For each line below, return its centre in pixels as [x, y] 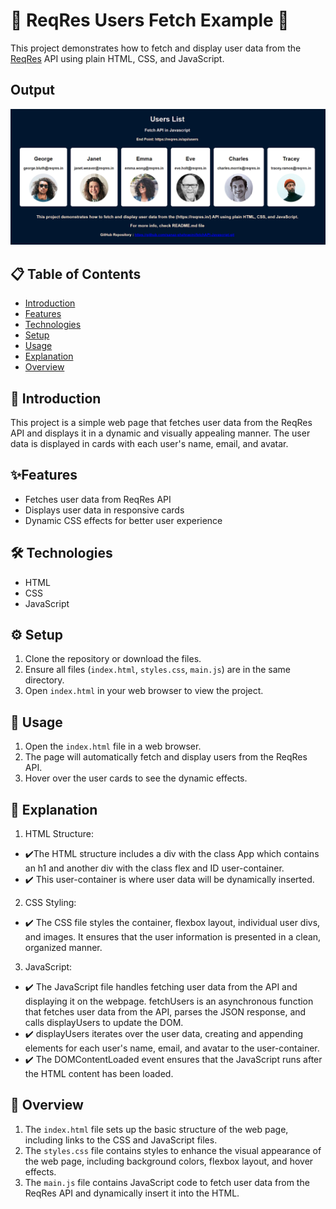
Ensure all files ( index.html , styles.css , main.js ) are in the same [157, 670]
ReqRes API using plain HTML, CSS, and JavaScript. [117, 58]
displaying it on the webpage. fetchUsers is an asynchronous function [169, 1001]
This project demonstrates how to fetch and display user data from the [156, 48]
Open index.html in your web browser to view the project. [144, 691]
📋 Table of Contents [76, 274]
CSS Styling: [50, 902]
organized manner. [63, 947]
